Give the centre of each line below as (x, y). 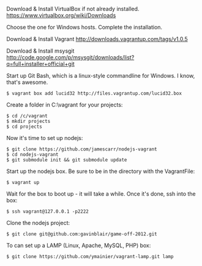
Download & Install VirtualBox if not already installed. (73, 9)
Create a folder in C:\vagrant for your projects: (65, 105)
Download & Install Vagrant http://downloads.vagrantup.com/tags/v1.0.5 (97, 39)
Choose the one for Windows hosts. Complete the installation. (84, 27)
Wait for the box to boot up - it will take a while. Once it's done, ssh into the (101, 194)
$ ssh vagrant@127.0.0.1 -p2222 (47, 212)
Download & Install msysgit (40, 51)
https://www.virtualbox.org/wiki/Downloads (61, 15)
